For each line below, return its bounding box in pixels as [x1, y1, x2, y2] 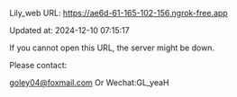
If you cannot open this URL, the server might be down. [9, 42, 214, 53]
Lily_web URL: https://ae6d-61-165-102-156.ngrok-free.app [9, 8, 228, 18]
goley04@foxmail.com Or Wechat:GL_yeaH [9, 77, 169, 88]
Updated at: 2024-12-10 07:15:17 [9, 25, 130, 35]
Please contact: [9, 60, 68, 70]
